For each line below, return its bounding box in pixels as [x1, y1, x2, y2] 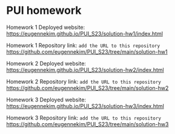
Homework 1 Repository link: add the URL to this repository [6, 42, 160, 49]
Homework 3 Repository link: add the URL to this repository [6, 114, 162, 121]
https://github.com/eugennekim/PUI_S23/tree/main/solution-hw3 [6, 120, 169, 127]
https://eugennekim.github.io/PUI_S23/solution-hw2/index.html [6, 66, 165, 73]
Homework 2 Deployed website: [6, 60, 87, 67]
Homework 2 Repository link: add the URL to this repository [6, 78, 162, 85]
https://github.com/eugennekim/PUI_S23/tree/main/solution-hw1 [6, 48, 168, 55]
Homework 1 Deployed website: [6, 24, 85, 31]
